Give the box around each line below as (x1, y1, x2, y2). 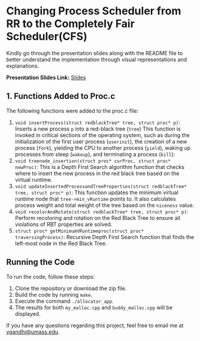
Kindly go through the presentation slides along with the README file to (6, 49, 183, 56)
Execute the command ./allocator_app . (14, 297, 114, 304)
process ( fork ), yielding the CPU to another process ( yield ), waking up (14, 144, 191, 151)
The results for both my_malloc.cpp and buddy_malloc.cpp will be (14, 304, 173, 311)
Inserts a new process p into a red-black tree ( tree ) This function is (14, 125, 181, 132)
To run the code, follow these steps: (6, 273, 95, 280)
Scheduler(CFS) (6, 30, 88, 43)
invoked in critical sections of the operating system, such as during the (14, 131, 190, 138)
